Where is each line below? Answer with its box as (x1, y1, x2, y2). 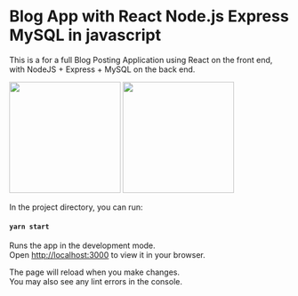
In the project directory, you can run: (9, 202, 143, 212)
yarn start (9, 222, 50, 231)
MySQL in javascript (9, 25, 162, 45)
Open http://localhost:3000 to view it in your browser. (9, 250, 206, 260)
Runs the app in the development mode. (9, 240, 156, 251)
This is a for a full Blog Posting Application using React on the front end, (9, 54, 273, 65)
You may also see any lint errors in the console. (9, 276, 182, 287)
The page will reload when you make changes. (9, 267, 181, 277)
